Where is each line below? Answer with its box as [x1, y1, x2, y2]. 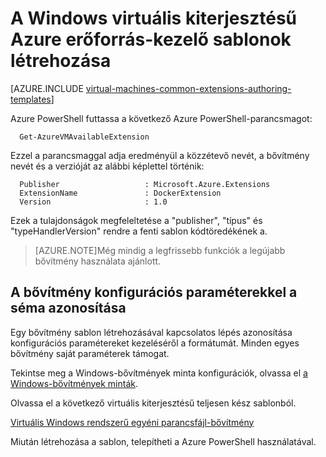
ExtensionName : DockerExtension [19, 188, 222, 198]
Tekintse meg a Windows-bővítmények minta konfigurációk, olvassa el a [10, 367, 308, 379]
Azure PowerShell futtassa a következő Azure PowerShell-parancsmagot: [10, 112, 313, 124]
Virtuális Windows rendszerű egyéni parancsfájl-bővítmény [10, 416, 255, 428]
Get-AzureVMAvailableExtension [19, 132, 150, 142]
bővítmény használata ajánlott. [34, 255, 162, 267]
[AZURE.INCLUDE [10, 82, 84, 94]
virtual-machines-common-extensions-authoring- [85, 82, 292, 94]
